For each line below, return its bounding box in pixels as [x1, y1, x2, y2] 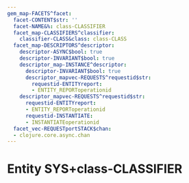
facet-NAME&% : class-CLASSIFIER [13, 23, 106, 30]
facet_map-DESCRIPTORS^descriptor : [13, 42, 115, 49]
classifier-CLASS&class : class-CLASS [19, 36, 127, 43]
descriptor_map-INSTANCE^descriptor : [19, 61, 127, 68]
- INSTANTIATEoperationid [25, 118, 99, 126]
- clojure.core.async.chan [13, 131, 90, 138]
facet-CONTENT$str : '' [13, 17, 78, 23]
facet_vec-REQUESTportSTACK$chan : [13, 125, 112, 132]
